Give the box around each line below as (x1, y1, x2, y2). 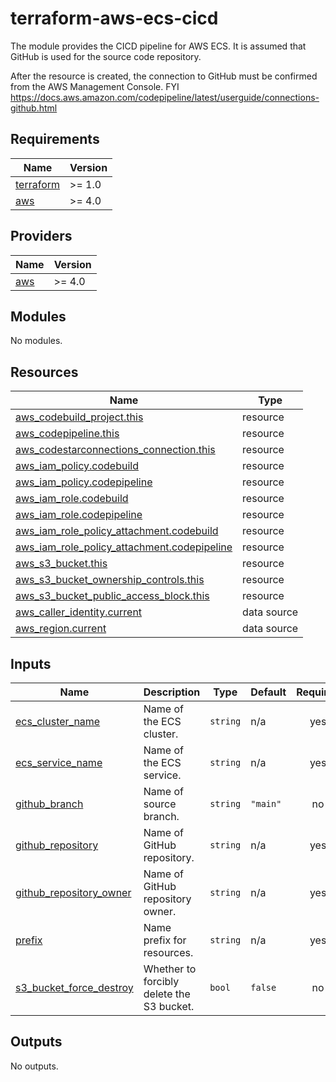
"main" (250, 798, 282, 809)
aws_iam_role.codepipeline (15, 508, 143, 522)
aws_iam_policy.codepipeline (15, 475, 153, 489)
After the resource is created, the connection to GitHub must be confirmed (10, 70, 318, 82)
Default (250, 685, 287, 699)
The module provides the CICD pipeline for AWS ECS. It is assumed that (10, 40, 307, 52)
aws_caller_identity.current (15, 605, 143, 619)
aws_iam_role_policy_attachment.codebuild (15, 524, 219, 538)
